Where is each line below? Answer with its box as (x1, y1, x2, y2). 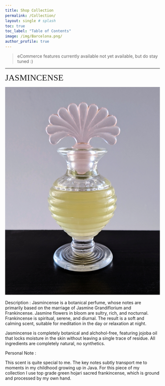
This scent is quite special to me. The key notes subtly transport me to (5, 359, 147, 366)
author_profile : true (5, 39, 50, 44)
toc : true (5, 24, 26, 29)
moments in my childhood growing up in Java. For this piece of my (5, 365, 140, 371)
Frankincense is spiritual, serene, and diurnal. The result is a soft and (5, 315, 145, 322)
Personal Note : (5, 350, 37, 356)
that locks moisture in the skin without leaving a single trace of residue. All (5, 335, 156, 341)
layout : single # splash (5, 18, 56, 23)
